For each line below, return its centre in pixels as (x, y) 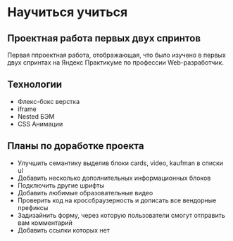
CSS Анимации (40, 124)
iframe (27, 109)
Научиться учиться (68, 12)
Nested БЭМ (36, 116)
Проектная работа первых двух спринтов (104, 38)
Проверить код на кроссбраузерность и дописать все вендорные (117, 200)
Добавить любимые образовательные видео (85, 193)
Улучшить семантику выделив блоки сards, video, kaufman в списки (120, 163)
